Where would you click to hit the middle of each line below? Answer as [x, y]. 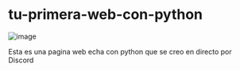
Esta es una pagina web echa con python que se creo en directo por [120, 51]
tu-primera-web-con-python [105, 15]
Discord [21, 60]
